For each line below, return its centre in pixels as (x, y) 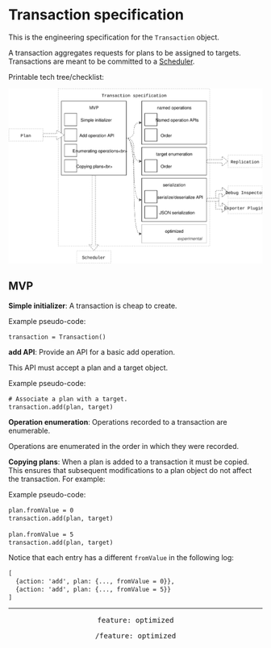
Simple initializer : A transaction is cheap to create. (93, 305)
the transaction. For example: (57, 479)
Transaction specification (96, 15)
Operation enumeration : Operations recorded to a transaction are (118, 422)
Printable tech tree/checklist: (56, 77)
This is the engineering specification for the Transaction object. (114, 37)
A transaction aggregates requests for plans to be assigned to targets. (125, 52)
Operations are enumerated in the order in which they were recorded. (124, 446)
